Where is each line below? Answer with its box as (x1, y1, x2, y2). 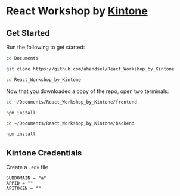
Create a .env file (6, 163, 49, 170)
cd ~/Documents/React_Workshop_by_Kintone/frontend (6, 99, 137, 105)
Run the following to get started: (6, 43, 85, 51)
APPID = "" (6, 180, 33, 186)
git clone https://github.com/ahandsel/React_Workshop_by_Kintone (6, 66, 175, 72)
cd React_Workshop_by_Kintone (6, 76, 82, 83)
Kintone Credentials (6, 148, 82, 158)
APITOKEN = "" (6, 185, 42, 191)
